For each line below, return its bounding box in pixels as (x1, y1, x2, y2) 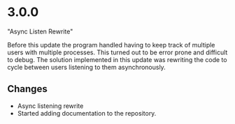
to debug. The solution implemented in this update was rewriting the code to (7, 55, 227, 63)
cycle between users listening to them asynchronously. (7, 63, 166, 71)
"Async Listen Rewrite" (7, 27, 73, 36)
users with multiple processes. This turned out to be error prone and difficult (7, 48, 228, 56)
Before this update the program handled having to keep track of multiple (7, 40, 215, 49)
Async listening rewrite (17, 102, 84, 110)
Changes (7, 83, 48, 95)
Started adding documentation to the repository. (17, 109, 157, 117)
